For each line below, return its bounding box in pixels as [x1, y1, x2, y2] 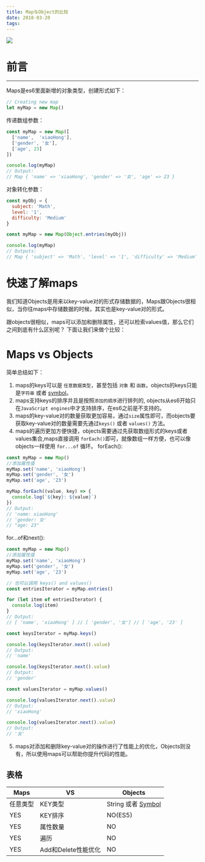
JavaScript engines [20, 405, 70, 412]
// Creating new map [6, 99, 59, 106]
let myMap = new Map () [6, 105, 64, 111]
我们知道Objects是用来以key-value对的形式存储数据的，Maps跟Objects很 [6, 297, 191, 305]
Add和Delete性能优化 [40, 846, 101, 854]
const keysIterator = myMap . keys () [6, 630, 97, 636]
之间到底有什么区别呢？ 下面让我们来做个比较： [6, 326, 126, 333]
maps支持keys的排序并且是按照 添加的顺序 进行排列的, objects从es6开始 [15, 397, 191, 404]
